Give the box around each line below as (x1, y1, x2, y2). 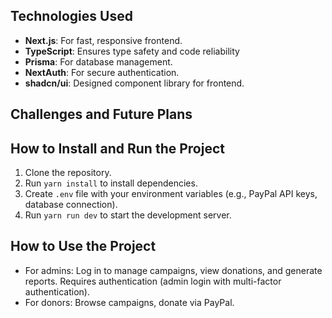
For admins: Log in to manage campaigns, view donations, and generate (24, 264, 323, 276)
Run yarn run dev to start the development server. (24, 209, 232, 221)
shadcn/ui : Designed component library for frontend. (24, 77, 245, 89)
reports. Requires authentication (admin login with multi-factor (24, 275, 282, 287)
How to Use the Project (10, 238, 157, 255)
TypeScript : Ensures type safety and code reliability (24, 45, 240, 57)
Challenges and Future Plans (10, 106, 193, 123)
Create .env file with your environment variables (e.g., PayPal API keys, (24, 188, 318, 200)
